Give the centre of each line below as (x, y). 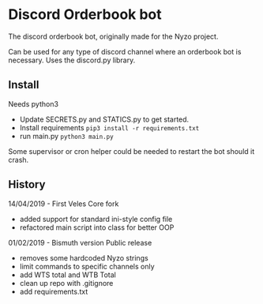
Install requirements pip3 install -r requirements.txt (109, 127)
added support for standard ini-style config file (96, 219)
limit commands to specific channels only (87, 266)
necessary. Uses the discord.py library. (72, 60)
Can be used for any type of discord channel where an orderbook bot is (125, 51)
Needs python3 (34, 103)
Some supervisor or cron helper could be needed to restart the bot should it (131, 151)
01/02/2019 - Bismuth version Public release (80, 242)
